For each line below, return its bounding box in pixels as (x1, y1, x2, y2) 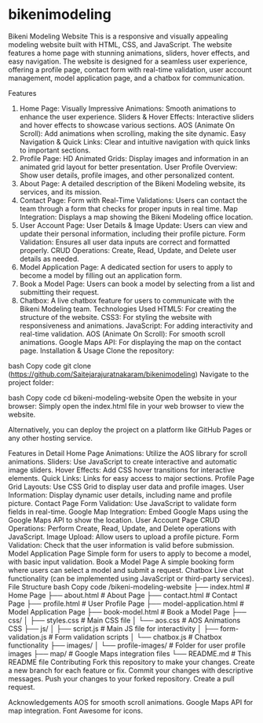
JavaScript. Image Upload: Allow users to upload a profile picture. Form (8, 532, 239, 541)
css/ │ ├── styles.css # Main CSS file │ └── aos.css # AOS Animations (8, 615, 241, 625)
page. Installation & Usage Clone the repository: (19, 346, 175, 355)
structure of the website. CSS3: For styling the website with (19, 312, 212, 321)
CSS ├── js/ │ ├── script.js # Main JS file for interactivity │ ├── (8, 623, 219, 633)
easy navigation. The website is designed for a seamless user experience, (8, 57, 247, 66)
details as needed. (19, 254, 80, 263)
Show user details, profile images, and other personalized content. (19, 171, 236, 180)
